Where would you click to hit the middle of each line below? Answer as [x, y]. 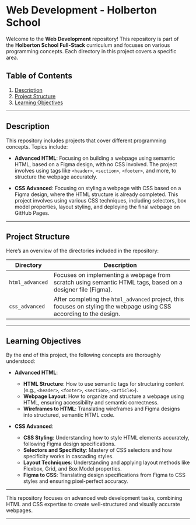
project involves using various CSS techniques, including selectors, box [100, 200]
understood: [21, 361]
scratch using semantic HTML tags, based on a [118, 283]
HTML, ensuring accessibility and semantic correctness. [91, 403]
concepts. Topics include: [37, 146]
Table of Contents [39, 76]
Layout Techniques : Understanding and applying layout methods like [106, 462]
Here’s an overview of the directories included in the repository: [83, 251]
